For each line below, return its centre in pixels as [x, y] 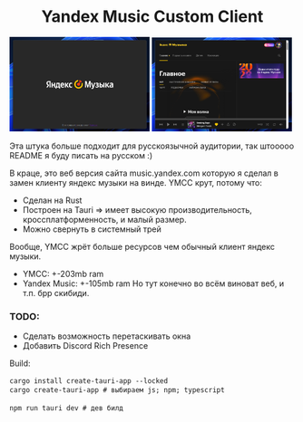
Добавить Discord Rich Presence [85, 346]
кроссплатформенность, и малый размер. [105, 220]
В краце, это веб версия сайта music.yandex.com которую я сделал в [144, 173]
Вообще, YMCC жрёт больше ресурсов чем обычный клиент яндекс [142, 247]
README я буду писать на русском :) [81, 156]
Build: [20, 363]
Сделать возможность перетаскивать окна [107, 336]
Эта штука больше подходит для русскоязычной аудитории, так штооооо [152, 146]
